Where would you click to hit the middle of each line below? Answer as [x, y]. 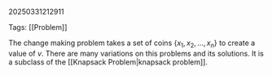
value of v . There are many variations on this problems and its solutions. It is [136, 53]
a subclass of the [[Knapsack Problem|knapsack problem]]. [108, 62]
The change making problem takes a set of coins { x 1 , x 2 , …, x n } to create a [132, 44]
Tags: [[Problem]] [38, 27]
